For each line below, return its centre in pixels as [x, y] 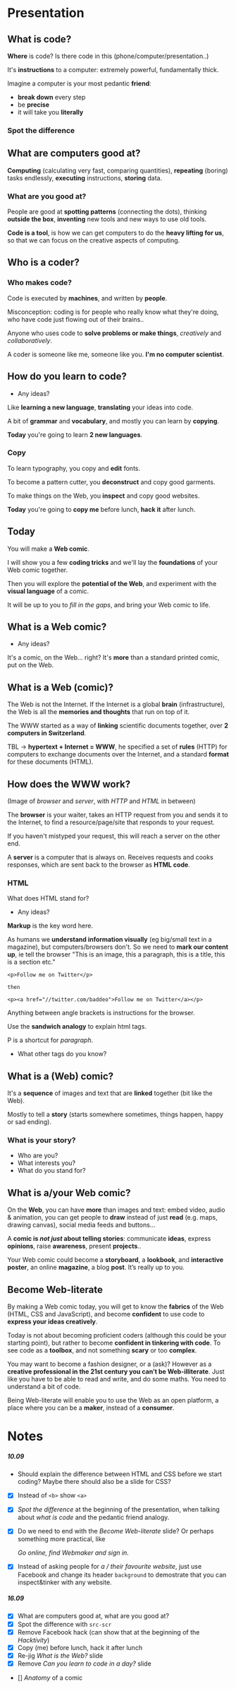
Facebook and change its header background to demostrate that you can [122, 1574]
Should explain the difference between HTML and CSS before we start [119, 1474]
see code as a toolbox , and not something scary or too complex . [102, 1350]
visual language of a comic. [48, 591]
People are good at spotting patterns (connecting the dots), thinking [107, 212]
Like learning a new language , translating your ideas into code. [100, 407]
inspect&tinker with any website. [64, 1582]
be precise [33, 105]
